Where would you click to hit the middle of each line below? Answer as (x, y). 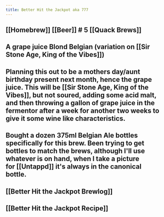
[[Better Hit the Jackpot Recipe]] (57, 208)
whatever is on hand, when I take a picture (73, 159)
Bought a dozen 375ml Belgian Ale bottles (72, 135)
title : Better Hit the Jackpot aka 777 (47, 10)
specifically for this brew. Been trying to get (75, 143)
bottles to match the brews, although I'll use (75, 151)
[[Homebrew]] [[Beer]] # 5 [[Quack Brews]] (74, 30)
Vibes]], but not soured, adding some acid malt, (81, 95)
